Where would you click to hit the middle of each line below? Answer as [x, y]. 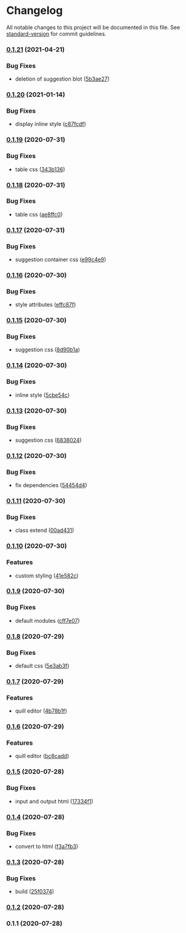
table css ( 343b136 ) [40, 169]
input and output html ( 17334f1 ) [54, 801]
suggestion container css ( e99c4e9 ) [61, 260]
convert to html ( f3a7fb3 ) [47, 846]
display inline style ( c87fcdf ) [51, 124]
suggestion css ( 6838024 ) [48, 440]
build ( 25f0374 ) [35, 892]
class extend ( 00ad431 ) [45, 530]
